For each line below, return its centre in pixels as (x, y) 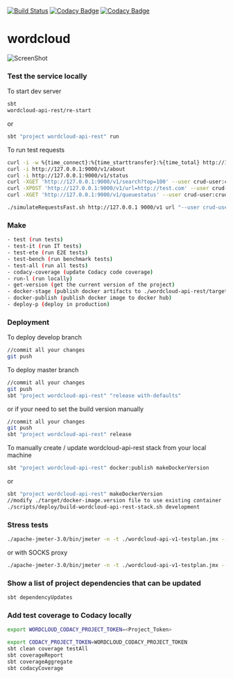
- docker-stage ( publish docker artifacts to (74, 291)
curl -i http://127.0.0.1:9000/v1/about (67, 169)
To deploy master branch (43, 369)
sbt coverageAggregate (40, 662)
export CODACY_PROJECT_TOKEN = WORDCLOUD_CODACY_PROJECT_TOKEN (97, 642)
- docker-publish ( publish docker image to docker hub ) (89, 298)
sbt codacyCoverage (35, 668)
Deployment (28, 322)
